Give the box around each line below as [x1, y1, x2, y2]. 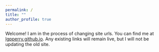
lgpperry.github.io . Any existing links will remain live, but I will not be [5, 36, 149, 42]
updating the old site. [5, 41, 50, 47]
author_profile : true [5, 17, 52, 22]
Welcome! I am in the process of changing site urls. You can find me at [5, 31, 154, 37]
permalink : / [5, 7, 33, 13]
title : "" [5, 12, 27, 17]
